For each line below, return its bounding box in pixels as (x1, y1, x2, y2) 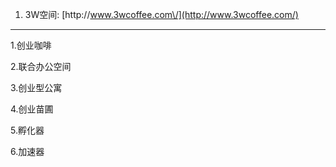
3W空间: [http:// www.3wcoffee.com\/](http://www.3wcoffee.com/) (24, 9, 299, 20)
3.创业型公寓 (10, 82, 63, 93)
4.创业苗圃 (10, 103, 54, 115)
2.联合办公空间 (10, 61, 72, 72)
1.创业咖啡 (10, 39, 52, 51)
